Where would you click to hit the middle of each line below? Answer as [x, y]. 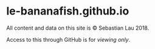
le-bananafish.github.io [68, 11]
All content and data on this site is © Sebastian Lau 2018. [78, 28]
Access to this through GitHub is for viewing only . [68, 39]
